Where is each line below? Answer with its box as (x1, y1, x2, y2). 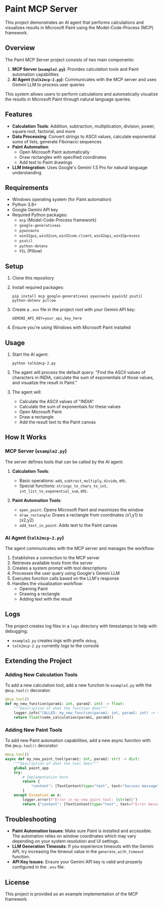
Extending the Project (5, 657, 72, 665)
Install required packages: (12, 285, 64, 290)
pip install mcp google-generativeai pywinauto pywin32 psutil (12, 294, 143, 299)
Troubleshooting (5, 815, 57, 823)
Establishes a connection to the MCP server (12, 554, 100, 560)
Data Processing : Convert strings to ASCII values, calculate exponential (12, 134, 156, 139)
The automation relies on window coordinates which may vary (12, 833, 137, 839)
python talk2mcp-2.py (12, 361, 56, 366)
